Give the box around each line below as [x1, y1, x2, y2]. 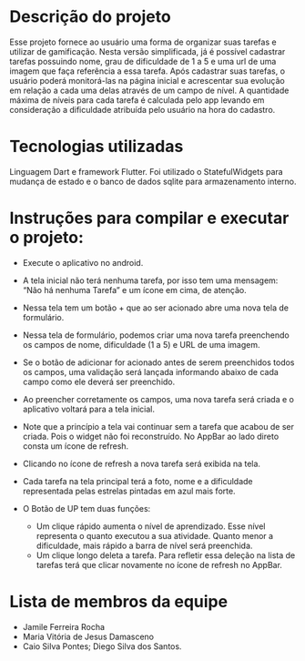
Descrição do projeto [9, 6, 171, 27]
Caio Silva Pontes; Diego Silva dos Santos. [22, 640, 182, 652]
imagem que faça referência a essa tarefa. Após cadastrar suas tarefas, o [9, 66, 285, 76]
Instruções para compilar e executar [9, 208, 290, 229]
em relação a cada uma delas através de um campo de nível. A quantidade [9, 85, 290, 96]
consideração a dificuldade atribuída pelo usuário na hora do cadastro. [9, 104, 276, 115]
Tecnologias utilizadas [9, 137, 184, 157]
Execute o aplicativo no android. [22, 257, 144, 268]
